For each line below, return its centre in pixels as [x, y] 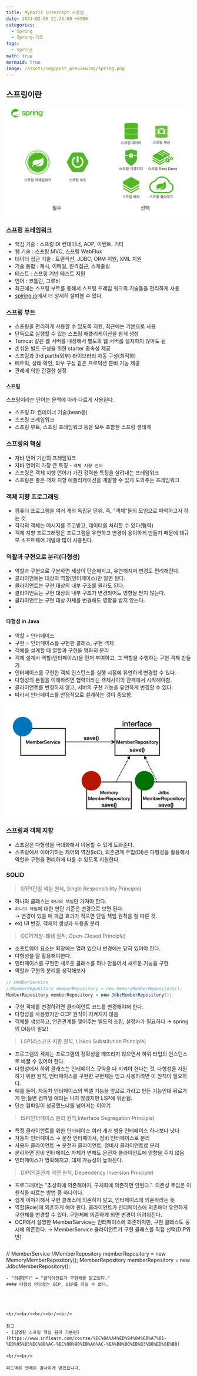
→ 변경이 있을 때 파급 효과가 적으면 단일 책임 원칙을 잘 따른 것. [86, 916]
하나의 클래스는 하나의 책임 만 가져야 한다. [61, 901]
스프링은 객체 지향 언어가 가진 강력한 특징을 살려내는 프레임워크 [87, 473]
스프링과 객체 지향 [30, 831]
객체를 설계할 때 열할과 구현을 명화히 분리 [62, 650]
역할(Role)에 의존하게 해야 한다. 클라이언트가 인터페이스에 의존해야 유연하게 [101, 1207]
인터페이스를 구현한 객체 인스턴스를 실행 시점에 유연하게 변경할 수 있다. [95, 672]
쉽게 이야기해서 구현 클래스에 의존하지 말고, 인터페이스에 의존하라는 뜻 [95, 1200]
